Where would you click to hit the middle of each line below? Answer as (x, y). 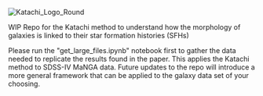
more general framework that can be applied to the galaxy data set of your (129, 75)
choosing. (24, 84)
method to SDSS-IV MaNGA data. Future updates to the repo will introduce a (131, 67)
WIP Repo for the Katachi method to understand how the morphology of (124, 27)
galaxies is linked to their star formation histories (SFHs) (99, 36)
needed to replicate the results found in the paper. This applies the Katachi (129, 59)
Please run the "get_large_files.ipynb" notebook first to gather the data (122, 50)
